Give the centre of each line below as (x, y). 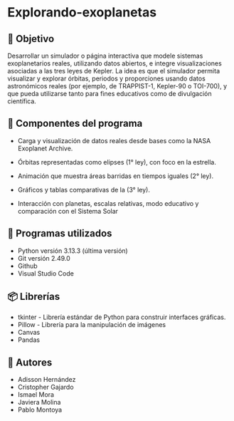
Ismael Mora (36, 395)
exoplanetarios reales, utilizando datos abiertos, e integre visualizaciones (115, 63)
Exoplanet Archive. (45, 148)
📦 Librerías (34, 297)
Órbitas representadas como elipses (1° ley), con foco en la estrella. (117, 162)
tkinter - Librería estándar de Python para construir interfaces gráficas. (122, 317)
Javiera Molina (39, 402)
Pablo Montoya (40, 410)
